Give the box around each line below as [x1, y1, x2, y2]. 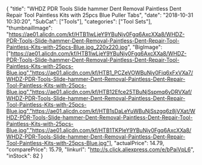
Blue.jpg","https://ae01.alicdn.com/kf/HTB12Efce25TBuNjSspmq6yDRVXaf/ [6, 89, 192, 95]
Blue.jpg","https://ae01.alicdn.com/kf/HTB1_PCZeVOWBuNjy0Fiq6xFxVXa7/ [6, 69, 194, 76]
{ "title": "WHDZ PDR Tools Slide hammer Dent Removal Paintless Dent [6, 5, 182, 12]
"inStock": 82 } [6, 152, 43, 159]
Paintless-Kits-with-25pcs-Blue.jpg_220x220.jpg [6, 43, 128, 51]
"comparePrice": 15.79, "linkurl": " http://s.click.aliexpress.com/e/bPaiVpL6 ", [6, 146, 195, 153]
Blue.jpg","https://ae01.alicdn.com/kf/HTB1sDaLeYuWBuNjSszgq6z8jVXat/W [6, 108, 196, 114]
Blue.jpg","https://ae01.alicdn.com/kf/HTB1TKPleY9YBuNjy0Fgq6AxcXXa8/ [6, 126, 192, 134]
